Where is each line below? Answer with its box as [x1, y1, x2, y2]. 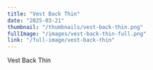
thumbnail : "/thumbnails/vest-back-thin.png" [7, 23, 143, 30]
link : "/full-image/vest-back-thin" [7, 37, 115, 44]
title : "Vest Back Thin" [7, 10, 80, 18]
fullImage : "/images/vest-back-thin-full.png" [7, 30, 147, 37]
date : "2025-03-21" [7, 17, 65, 24]
